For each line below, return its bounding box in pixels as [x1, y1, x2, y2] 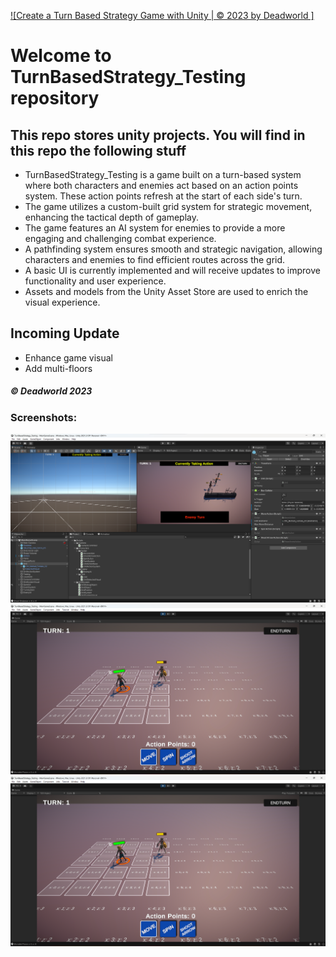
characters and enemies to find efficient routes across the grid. [24, 254, 286, 265]
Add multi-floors [24, 362, 93, 374]
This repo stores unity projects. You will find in [10, 126, 306, 144]
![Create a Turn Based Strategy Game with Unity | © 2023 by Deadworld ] [10, 10, 315, 21]
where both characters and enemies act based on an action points [24, 180, 299, 191]
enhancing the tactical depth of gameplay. [24, 211, 199, 223]
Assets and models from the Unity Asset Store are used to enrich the [24, 286, 309, 297]
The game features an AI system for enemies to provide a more [24, 222, 286, 234]
